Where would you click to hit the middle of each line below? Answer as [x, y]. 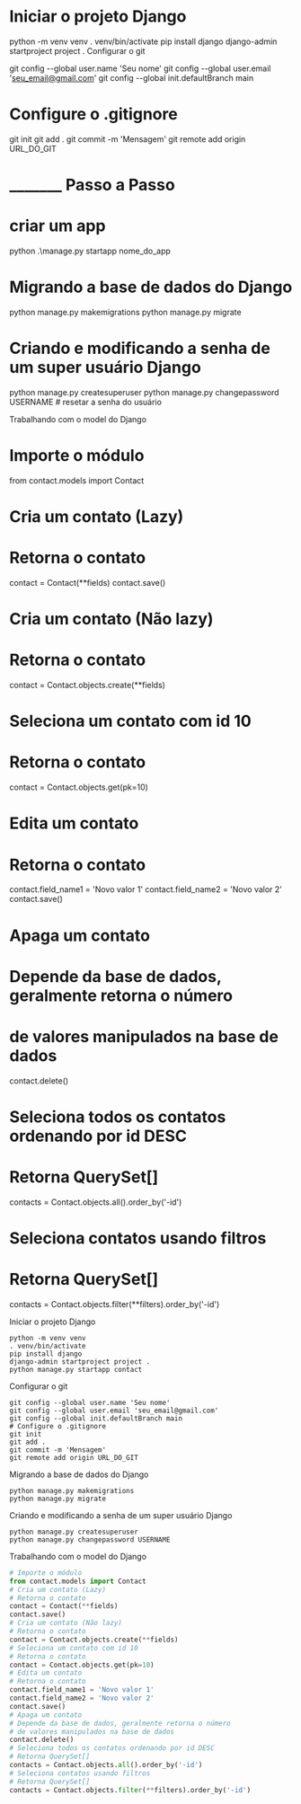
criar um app [58, 226]
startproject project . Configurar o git [77, 50]
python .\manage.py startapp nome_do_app [90, 251]
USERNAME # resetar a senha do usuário [85, 402]
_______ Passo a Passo [92, 185]
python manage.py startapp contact [76, 1369]
